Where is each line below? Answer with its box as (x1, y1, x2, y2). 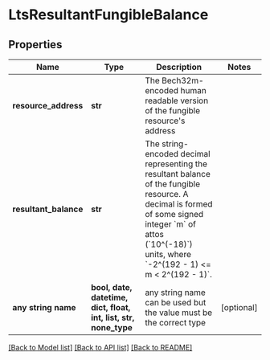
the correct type (144, 317, 207, 328)
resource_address (12, 100, 84, 111)
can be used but (144, 297, 207, 308)
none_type (91, 322, 133, 333)
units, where (144, 249, 191, 260)
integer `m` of (144, 219, 197, 230)
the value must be (144, 307, 213, 318)
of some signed (144, 209, 204, 219)
